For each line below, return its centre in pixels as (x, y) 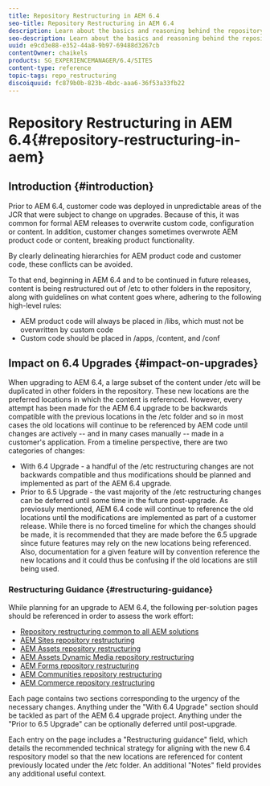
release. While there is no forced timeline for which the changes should (138, 526)
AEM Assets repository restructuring (80, 649)
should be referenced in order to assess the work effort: (101, 616)
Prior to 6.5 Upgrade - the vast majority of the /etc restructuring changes (141, 492)
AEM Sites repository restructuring (77, 640)
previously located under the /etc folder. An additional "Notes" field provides (135, 765)
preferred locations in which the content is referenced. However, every (125, 399)
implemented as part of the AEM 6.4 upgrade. (96, 484)
